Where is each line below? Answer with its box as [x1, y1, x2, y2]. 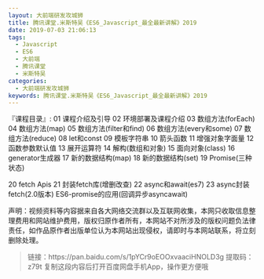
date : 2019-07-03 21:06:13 [8, 26, 97, 34]
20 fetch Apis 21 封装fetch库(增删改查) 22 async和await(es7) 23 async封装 [8, 179, 250, 189]
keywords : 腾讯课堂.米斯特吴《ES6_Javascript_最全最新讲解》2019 [8, 92, 208, 100]
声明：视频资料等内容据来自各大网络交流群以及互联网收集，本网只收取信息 [8, 206, 249, 216]
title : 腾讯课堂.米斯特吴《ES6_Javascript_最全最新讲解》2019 [8, 19, 197, 27]
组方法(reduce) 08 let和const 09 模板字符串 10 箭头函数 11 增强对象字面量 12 [8, 134, 254, 143]
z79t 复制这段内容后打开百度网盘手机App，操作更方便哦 [27, 262, 209, 271]
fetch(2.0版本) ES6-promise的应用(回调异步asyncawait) [8, 190, 189, 199]
